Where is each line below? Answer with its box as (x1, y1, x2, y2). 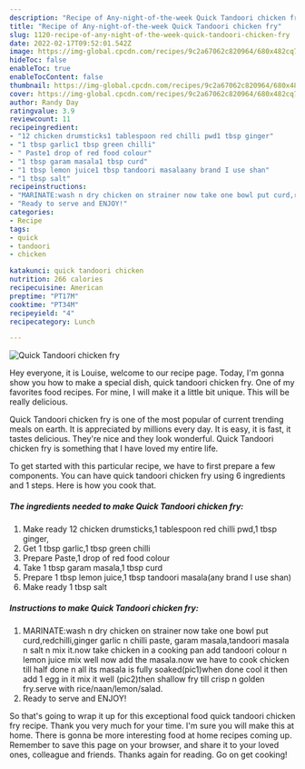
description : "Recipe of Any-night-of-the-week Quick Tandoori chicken (9, 13, 286, 23)
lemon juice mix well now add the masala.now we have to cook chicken (22, 654, 290, 665)
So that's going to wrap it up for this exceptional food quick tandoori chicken (9, 711, 296, 722)
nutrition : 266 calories (9, 275, 103, 285)
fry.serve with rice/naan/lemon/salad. (22, 684, 163, 694)
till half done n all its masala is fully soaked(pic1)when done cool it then (22, 664, 288, 675)
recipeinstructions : (9, 183, 88, 192)
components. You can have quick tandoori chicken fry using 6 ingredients (9, 470, 286, 482)
